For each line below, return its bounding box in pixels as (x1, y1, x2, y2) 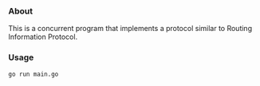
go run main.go (8, 70, 59, 78)
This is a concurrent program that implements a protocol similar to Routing (8, 24, 253, 33)
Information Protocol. (8, 32, 78, 41)
